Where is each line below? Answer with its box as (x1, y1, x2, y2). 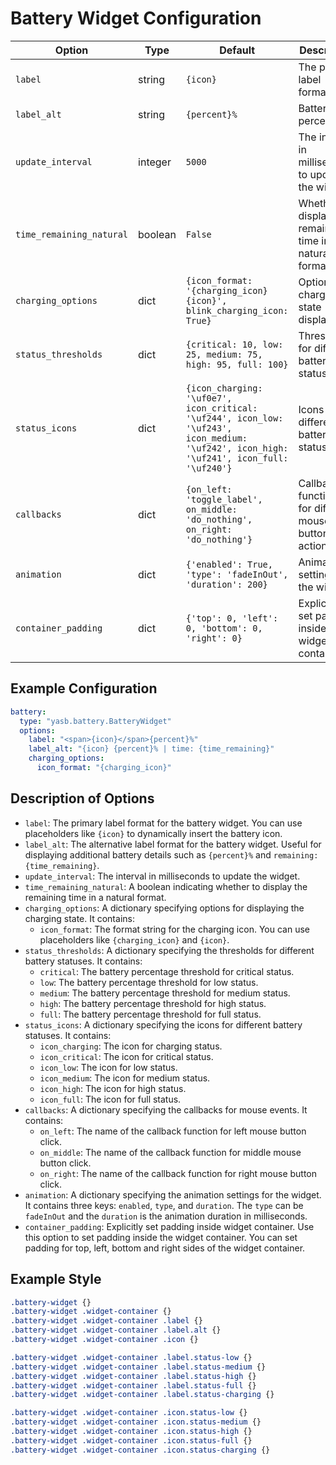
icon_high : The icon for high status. (39, 1082, 187, 1094)
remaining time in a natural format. (24, 891, 167, 903)
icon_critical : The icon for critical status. (39, 1050, 214, 1062)
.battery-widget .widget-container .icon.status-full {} (10, 1435, 253, 1446)
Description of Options (10, 790, 155, 807)
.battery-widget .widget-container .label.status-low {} (10, 1352, 253, 1362)
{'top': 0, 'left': (185, 612, 279, 624)
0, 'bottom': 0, (185, 622, 263, 634)
